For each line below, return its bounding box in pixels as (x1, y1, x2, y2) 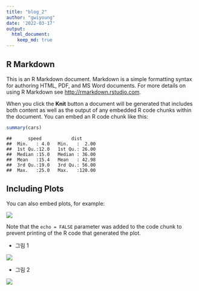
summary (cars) (6, 125, 42, 131)
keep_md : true (17, 37, 53, 43)
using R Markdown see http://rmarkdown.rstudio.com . (6, 88, 141, 96)
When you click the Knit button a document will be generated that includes (6, 100, 193, 107)
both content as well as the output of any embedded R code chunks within (6, 106, 192, 114)
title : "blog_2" (6, 8, 47, 15)
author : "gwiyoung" (6, 15, 56, 21)
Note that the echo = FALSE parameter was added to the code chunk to (6, 223, 182, 230)
